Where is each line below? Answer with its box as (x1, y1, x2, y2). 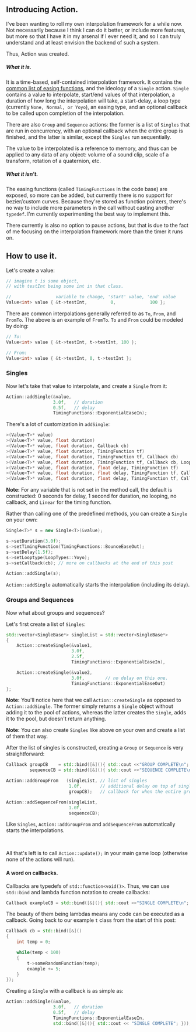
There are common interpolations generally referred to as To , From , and (6, 310, 176, 317)
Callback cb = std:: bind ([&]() (6, 928, 82, 934)
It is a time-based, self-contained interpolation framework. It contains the (6, 79, 182, 86)
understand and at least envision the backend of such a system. (6, 39, 160, 46)
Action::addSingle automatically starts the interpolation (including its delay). (6, 581, 190, 588)
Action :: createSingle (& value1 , (16, 643, 93, 649)
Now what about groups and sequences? (6, 609, 105, 616)
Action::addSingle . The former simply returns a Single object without (6, 703, 174, 710)
